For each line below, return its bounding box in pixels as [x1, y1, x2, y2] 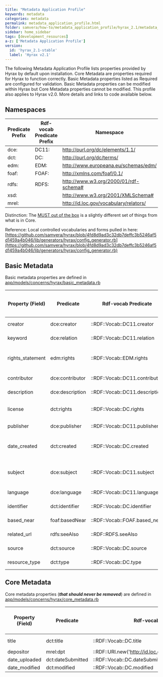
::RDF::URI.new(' [93, 648, 130, 655]
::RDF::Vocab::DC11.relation [90, 335, 155, 341]
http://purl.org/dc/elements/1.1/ [62, 146, 136, 153]
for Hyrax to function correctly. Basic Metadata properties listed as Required [5, 76, 158, 82]
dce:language [50, 489, 81, 496]
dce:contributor [50, 375, 86, 382]
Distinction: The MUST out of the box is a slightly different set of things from [5, 212, 158, 218]
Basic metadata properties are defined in [5, 275, 87, 280]
